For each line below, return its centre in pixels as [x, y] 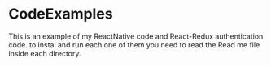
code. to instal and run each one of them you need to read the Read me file [134, 44]
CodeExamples [61, 14]
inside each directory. [45, 53]
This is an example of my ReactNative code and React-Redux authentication [136, 36]
